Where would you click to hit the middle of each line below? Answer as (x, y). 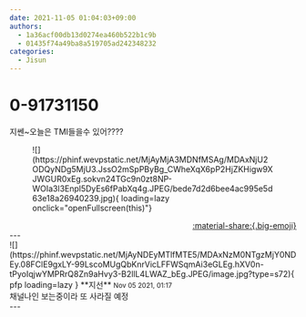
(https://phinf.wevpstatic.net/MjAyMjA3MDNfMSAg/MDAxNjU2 (150, 159)
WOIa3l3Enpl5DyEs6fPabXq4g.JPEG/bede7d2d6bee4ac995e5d (153, 189)
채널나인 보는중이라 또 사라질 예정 (69, 296)
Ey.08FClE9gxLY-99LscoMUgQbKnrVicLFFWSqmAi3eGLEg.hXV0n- (137, 264)
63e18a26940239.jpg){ (76, 198)
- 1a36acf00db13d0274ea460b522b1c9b (87, 35)
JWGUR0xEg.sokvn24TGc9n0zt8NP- (102, 179)
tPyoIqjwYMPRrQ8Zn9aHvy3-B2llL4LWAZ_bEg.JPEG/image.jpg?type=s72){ (152, 273)
